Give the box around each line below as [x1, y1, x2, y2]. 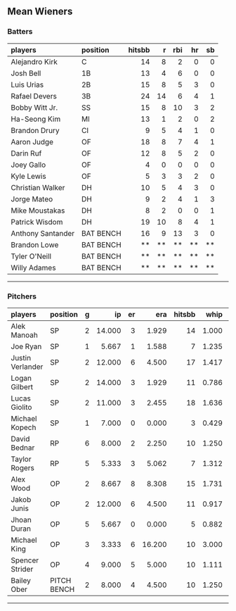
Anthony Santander [11, 228, 75, 238]
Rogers [11, 462, 35, 472]
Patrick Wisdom [11, 217, 63, 227]
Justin [11, 353, 32, 363]
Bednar [11, 443, 35, 453]
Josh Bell [11, 68, 41, 78]
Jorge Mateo [11, 194, 53, 203]
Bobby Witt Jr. [11, 102, 58, 112]
